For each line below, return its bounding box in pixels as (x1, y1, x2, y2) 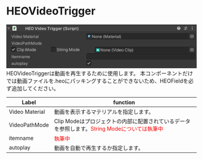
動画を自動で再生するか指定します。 (54, 144, 144, 151)
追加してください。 (11, 85, 59, 92)
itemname (8, 134, 34, 142)
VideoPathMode (8, 121, 50, 128)
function (113, 98, 135, 106)
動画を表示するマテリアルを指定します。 (54, 108, 154, 116)
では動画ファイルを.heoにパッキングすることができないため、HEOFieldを (6, 77, 188, 85)
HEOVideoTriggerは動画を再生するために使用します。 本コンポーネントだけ (6, 70, 193, 77)
